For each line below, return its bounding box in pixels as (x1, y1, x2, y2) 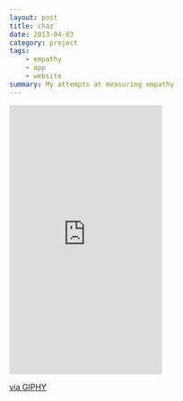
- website (25, 72, 63, 81)
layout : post (9, 13, 58, 22)
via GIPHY (9, 381, 48, 392)
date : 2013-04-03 (9, 30, 74, 39)
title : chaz (9, 22, 54, 31)
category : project (9, 38, 78, 48)
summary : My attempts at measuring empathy (9, 80, 175, 89)
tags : (9, 47, 30, 56)
